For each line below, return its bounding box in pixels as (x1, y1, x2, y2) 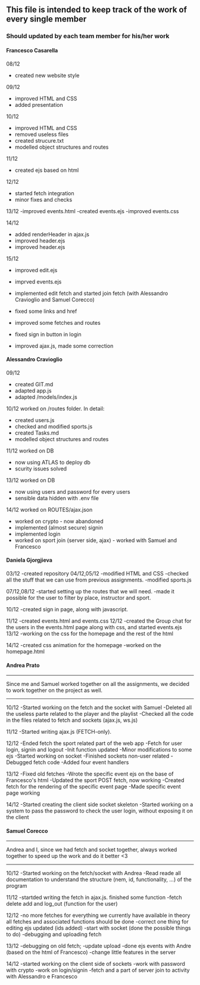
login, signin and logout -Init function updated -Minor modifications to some (6, 746, 192, 753)
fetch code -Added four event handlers (33, 759, 129, 766)
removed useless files (14, 131, 69, 138)
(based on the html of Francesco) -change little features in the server (6, 949, 176, 956)
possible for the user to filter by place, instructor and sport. (6, 594, 151, 601)
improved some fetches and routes (14, 319, 101, 326)
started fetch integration (14, 189, 74, 196)
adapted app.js (14, 387, 52, 394)
